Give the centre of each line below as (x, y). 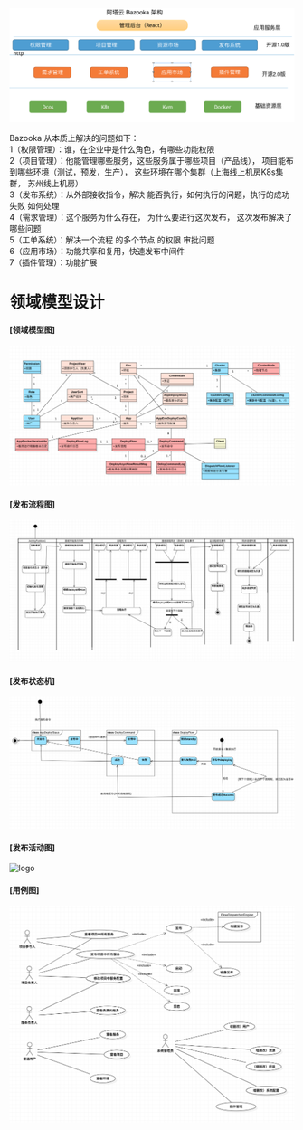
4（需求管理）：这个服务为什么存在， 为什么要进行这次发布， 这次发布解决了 (151, 217)
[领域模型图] (33, 330)
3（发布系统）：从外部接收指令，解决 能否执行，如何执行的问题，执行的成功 (150, 195)
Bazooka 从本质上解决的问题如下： (74, 138)
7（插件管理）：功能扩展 (53, 262)
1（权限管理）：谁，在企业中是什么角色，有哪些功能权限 (112, 149)
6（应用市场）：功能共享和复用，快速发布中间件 (97, 252)
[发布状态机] (33, 680)
